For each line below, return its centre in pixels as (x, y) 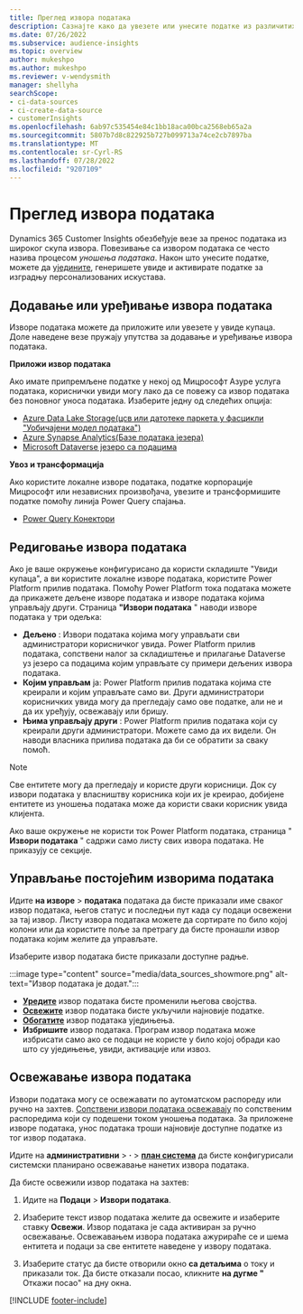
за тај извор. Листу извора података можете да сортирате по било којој (148, 919)
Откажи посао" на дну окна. (77, 1282)
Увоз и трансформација (57, 465)
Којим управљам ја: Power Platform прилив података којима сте (147, 682)
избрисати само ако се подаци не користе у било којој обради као (151, 1039)
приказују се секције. (51, 849)
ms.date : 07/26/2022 (48, 34)
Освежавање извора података (101, 1078)
